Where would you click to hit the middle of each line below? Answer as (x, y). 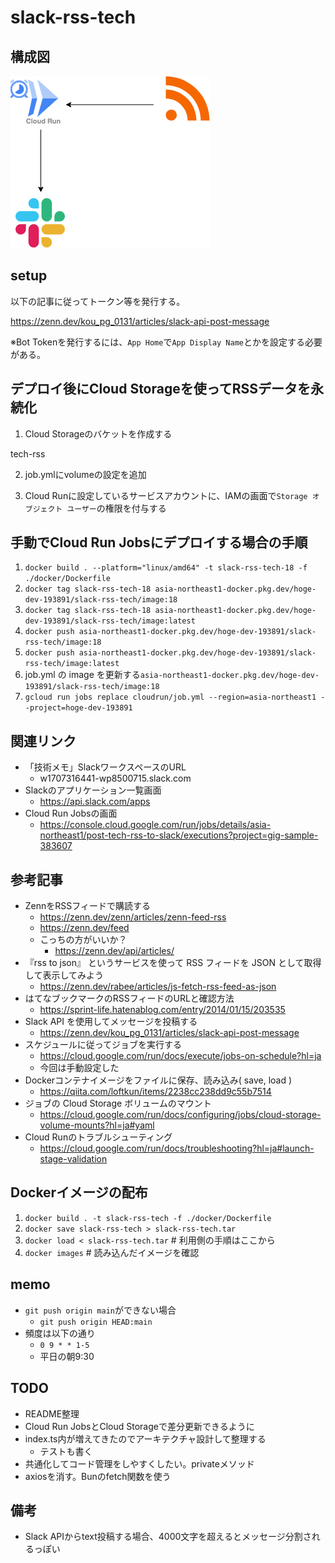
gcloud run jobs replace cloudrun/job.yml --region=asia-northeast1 (170, 697)
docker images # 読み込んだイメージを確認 (112, 1252)
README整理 (52, 1413)
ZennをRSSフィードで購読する (88, 906)
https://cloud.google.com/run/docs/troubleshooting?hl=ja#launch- (177, 1148)
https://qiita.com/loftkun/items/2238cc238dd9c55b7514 (155, 1092)
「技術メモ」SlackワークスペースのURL (105, 767)
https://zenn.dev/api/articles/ (114, 951)
